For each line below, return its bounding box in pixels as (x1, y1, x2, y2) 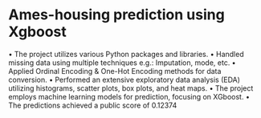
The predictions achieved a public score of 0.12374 (8, 100, 177, 110)
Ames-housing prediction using (8, 6, 225, 24)
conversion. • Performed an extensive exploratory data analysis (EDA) (8, 75, 241, 84)
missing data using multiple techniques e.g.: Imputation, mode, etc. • (8, 58, 236, 67)
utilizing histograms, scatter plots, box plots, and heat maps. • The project (8, 83, 254, 93)
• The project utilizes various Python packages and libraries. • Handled (8, 49, 244, 59)
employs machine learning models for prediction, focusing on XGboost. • (8, 92, 251, 101)
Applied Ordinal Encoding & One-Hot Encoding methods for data (8, 66, 222, 75)
